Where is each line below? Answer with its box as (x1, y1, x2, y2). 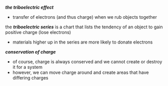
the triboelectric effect (5, 5, 54, 10)
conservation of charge (5, 49, 56, 55)
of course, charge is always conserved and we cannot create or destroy (12, 59, 162, 65)
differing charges (12, 75, 49, 80)
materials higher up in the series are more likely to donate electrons (12, 39, 153, 45)
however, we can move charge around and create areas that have (12, 69, 149, 75)
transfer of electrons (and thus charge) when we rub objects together (12, 14, 157, 20)
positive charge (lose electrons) (5, 29, 72, 35)
